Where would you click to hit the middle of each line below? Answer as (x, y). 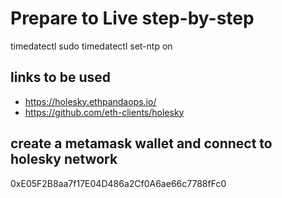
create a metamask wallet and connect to (141, 143)
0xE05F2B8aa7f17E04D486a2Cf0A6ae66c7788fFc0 (118, 183)
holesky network (64, 159)
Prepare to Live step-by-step (132, 18)
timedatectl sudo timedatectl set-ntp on (91, 46)
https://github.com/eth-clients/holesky (104, 112)
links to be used (61, 77)
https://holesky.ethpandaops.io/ (90, 101)
